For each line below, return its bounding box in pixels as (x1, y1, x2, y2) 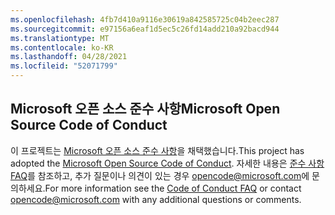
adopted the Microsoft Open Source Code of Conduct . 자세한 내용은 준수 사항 (10, 157, 325, 169)
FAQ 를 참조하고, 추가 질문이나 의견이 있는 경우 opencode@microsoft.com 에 (10, 169, 310, 181)
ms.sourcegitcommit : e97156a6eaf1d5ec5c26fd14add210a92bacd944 (10, 24, 280, 34)
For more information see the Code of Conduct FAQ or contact (44, 182, 302, 194)
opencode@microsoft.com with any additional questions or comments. (10, 193, 302, 205)
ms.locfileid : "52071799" (10, 61, 118, 71)
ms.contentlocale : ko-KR (10, 42, 114, 53)
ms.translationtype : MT (10, 33, 110, 43)
